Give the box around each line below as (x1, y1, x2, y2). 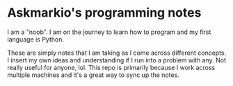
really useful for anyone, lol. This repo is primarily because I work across (7, 63, 216, 71)
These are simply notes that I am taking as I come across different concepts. (7, 49, 227, 57)
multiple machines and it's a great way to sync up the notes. (7, 71, 179, 79)
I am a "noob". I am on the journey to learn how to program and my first (7, 28, 211, 36)
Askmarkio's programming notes (7, 5, 202, 21)
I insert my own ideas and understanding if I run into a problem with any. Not (7, 55, 227, 64)
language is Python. (7, 35, 65, 43)
